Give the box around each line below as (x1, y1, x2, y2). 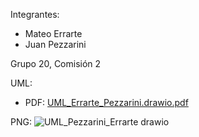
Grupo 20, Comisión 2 (10, 58, 102, 69)
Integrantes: (10, 9, 60, 20)
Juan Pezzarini (24, 39, 87, 50)
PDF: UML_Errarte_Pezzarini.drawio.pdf (24, 97, 189, 108)
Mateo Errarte (24, 28, 83, 39)
